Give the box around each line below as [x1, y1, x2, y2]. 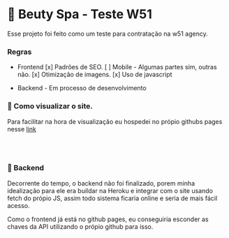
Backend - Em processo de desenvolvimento [17, 84, 147, 92]
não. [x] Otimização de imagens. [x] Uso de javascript [17, 70, 172, 79]
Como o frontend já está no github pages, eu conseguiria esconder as [7, 215, 209, 223]
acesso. [7, 201, 30, 209]
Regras [7, 47, 32, 57]
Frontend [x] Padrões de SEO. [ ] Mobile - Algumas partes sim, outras [17, 63, 218, 71]
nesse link [7, 125, 37, 133]
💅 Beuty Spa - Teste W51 [7, 6, 152, 22]
